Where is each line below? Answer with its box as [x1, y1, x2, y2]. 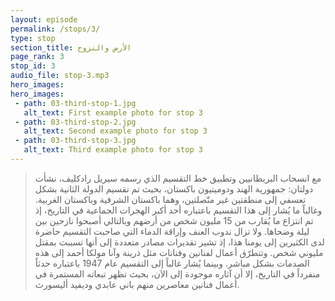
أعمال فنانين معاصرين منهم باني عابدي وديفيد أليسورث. [34, 278, 240, 290]
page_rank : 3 [10, 52, 65, 62]
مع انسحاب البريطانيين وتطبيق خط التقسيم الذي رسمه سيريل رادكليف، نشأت [34, 172, 322, 184]
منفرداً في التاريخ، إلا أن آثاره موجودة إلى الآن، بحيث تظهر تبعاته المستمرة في [34, 267, 321, 280]
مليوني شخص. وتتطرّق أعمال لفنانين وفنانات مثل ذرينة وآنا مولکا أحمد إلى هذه [34, 246, 324, 258]
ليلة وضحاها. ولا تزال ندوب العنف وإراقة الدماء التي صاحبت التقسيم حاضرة [34, 225, 310, 237]
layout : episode [10, 14, 78, 25]
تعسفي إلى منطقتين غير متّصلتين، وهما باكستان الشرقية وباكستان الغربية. [34, 193, 307, 205]
